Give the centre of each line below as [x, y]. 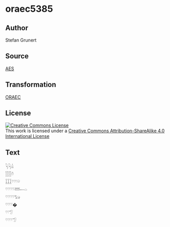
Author [17, 28]
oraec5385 [29, 9]
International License [27, 136]
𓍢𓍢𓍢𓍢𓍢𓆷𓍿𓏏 [16, 190]
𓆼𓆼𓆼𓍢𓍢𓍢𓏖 [13, 182]
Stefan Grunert [21, 40]
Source [17, 56]
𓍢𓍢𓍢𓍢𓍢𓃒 [13, 197]
